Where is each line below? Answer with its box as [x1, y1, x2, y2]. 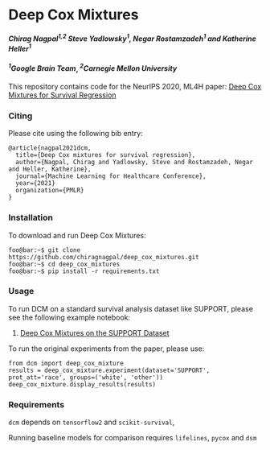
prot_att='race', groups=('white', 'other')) [8, 373, 163, 382]
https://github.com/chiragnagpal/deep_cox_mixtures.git [8, 253, 199, 261]
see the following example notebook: [8, 312, 131, 322]
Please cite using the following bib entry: [8, 129, 143, 138]
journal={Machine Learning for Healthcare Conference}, [15, 172, 207, 180]
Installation [8, 212, 54, 223]
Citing [8, 110, 33, 122]
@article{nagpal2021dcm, [8, 144, 92, 152]
